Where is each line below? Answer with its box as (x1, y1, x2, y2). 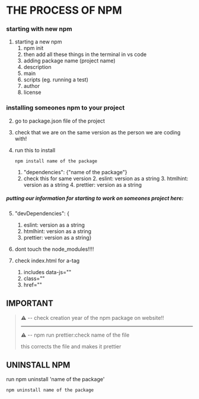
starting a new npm (14, 38, 62, 45)
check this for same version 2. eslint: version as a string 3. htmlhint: (23, 175, 188, 182)
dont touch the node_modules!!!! (14, 245, 94, 253)
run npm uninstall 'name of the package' (6, 376, 105, 383)
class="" (23, 275, 45, 282)
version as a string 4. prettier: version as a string (23, 181, 142, 188)
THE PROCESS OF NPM (6, 4, 123, 17)
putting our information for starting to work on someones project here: (6, 194, 184, 202)
